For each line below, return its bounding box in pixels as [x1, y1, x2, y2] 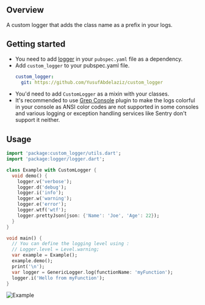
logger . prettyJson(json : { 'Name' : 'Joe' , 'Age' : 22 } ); [17, 213, 160, 219]
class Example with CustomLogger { [6, 167, 97, 173]
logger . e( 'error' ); [17, 201, 67, 208]
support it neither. [15, 116, 60, 124]
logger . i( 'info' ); [17, 190, 64, 196]
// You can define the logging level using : [12, 241, 130, 247]
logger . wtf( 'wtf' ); [17, 207, 67, 213]
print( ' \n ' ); [12, 263, 45, 269]
